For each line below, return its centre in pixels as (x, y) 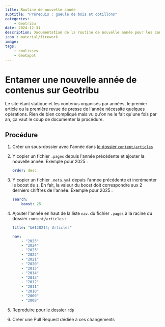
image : (12, 42)
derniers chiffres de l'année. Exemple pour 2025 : (62, 190)
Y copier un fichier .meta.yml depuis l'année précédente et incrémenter (84, 180)
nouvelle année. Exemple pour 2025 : (50, 162)
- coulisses (26, 51)
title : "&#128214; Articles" (42, 227)
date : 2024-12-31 (23, 28)
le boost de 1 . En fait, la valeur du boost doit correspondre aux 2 (77, 185)
